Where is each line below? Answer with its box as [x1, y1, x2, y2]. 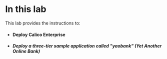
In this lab [5, 3, 46, 15]
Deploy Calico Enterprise [12, 31, 66, 37]
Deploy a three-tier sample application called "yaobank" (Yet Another [12, 43, 162, 49]
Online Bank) [12, 48, 40, 54]
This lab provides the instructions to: [5, 20, 80, 26]
